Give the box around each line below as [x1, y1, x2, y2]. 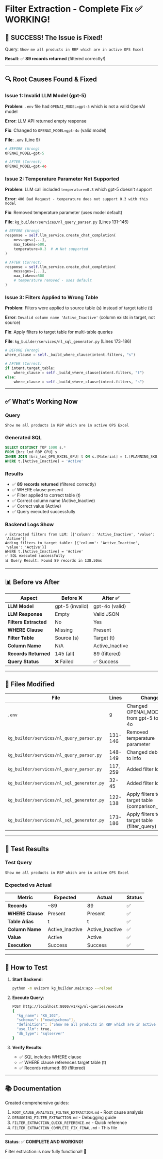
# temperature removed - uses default [14, 278, 92, 283]
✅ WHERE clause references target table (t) [19, 1059, 107, 1065]
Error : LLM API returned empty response [5, 118, 87, 124]
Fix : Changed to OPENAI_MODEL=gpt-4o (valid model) [5, 127, 107, 133]
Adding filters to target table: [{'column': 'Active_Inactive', [5, 541, 140, 546]
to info [127, 755, 142, 762]
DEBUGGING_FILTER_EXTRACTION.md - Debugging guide [12, 1114, 116, 1120]
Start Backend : [12, 976, 43, 982]
